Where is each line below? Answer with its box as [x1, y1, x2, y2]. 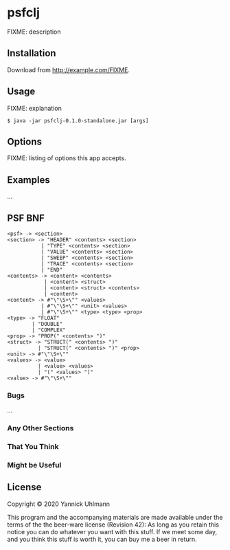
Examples [7, 174, 50, 186]
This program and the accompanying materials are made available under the [7, 513, 223, 521]
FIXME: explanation [7, 104, 62, 112]
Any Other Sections [7, 423, 74, 433]
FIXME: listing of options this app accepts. [7, 154, 126, 162]
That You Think [7, 442, 59, 452]
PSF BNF [7, 212, 45, 224]
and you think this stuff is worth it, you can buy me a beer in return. [7, 535, 197, 543]
